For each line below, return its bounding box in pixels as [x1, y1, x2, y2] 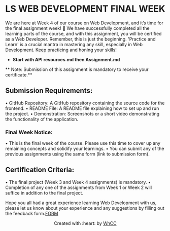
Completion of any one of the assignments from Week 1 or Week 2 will [5, 184, 152, 190]
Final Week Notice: [5, 129, 53, 136]
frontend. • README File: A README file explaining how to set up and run [5, 105, 159, 111]
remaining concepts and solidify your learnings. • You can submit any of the [5, 145, 164, 152]
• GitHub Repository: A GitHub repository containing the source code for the [5, 100, 165, 106]
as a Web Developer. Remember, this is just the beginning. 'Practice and [5, 36, 156, 42]
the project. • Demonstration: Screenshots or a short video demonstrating [5, 110, 160, 117]
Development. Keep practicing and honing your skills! [5, 47, 117, 53]
